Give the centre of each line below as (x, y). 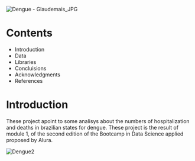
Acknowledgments (38, 75)
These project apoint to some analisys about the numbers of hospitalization (98, 121)
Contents (30, 33)
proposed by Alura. (30, 140)
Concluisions (30, 68)
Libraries (25, 62)
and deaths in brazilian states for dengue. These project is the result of (92, 127)
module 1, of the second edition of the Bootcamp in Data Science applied (95, 134)
